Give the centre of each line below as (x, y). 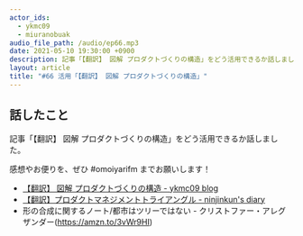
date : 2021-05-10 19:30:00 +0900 (72, 51)
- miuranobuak (44, 34)
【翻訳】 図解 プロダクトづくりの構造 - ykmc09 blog (120, 188)
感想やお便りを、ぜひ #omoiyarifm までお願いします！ (110, 168)
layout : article (40, 68)
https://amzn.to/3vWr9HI (104, 222)
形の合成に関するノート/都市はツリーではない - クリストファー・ (142, 210)
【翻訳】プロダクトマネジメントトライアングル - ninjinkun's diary (144, 199)
